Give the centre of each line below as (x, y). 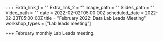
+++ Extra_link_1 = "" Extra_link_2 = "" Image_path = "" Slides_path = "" (80, 7)
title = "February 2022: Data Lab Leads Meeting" (95, 18)
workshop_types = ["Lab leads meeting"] (48, 23)
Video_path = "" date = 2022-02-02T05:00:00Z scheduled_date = (75, 13)
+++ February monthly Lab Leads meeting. (50, 33)
